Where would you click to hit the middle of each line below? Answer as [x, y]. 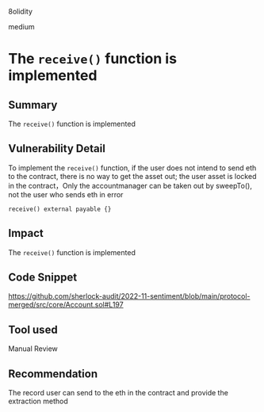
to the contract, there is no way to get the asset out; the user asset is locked [132, 176]
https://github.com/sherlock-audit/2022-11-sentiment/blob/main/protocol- [129, 296]
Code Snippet [43, 278]
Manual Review [33, 349]
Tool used [33, 329]
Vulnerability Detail [57, 149]
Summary [33, 105]
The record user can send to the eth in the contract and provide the [118, 393]
